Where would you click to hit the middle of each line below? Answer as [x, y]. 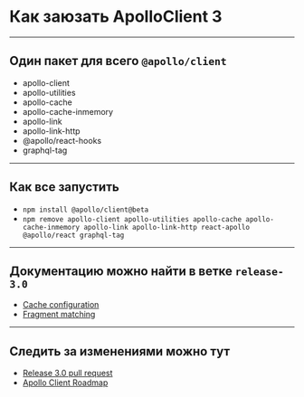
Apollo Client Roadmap [65, 383]
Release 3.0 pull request [67, 373]
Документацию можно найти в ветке [121, 271]
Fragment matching [59, 315]
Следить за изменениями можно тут [120, 351]
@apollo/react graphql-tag [73, 235]
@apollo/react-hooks [62, 140]
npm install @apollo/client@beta [85, 210]
